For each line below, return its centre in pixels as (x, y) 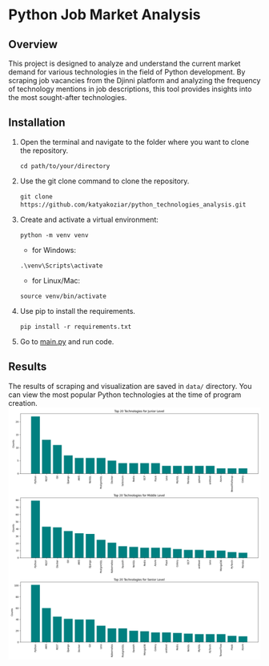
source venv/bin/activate (63, 296)
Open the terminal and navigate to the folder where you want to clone (134, 142)
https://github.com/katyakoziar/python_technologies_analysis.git (133, 205)
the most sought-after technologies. (68, 97)
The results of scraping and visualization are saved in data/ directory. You (130, 386)
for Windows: (54, 250)
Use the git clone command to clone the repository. (104, 181)
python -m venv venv (54, 235)
